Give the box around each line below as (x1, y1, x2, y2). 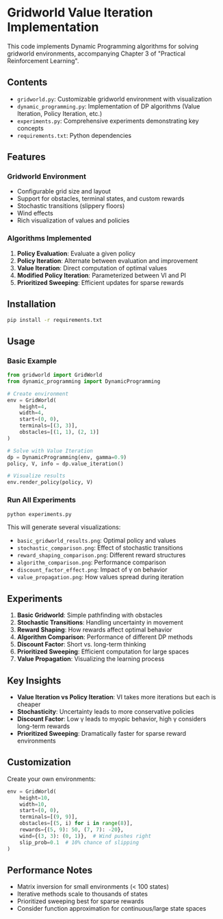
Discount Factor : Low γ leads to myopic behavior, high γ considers (16, 715, 207, 723)
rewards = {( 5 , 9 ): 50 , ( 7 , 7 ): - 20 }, (19, 826, 124, 833)
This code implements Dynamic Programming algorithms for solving (7, 42, 199, 50)
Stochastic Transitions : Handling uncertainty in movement (16, 618, 183, 627)
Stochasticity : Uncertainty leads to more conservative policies (16, 708, 195, 716)
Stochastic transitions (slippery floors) (16, 202, 125, 210)
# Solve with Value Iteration (7, 447, 94, 454)
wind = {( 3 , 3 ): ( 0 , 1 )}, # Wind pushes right (19, 833, 152, 839)
